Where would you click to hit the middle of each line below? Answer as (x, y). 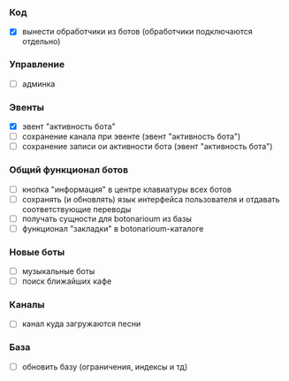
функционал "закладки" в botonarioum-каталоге (113, 228)
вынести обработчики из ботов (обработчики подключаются (137, 32)
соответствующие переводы (76, 209)
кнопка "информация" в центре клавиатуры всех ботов (127, 189)
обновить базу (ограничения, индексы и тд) (105, 366)
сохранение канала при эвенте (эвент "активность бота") (131, 137)
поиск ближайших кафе (67, 281)
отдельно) (41, 42)
